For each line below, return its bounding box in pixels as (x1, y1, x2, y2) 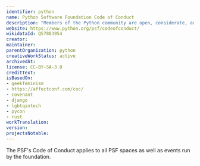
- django (6, 97, 28, 103)
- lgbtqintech (6, 102, 42, 109)
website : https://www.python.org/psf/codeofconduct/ (6, 25, 140, 32)
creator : (6, 36, 28, 42)
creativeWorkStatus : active (6, 53, 76, 59)
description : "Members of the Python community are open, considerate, (6, 20, 187, 26)
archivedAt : (6, 58, 36, 64)
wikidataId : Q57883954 (6, 31, 62, 37)
